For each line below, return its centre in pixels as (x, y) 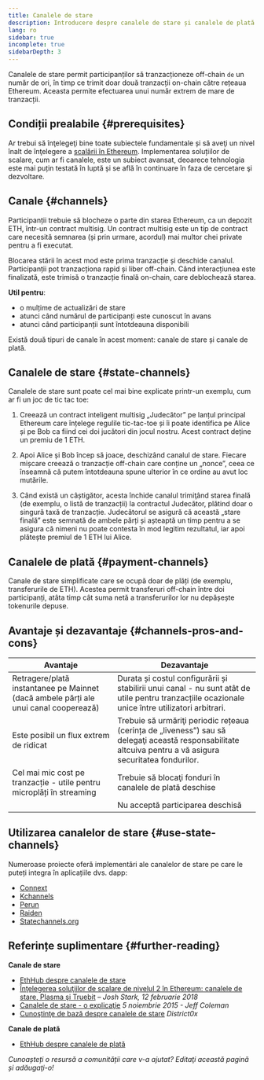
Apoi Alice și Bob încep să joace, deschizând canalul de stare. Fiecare (133, 455)
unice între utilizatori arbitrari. (172, 708)
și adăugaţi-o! (31, 1067)
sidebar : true (31, 37)
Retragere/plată (41, 678)
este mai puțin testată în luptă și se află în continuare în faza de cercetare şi (130, 168)
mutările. (34, 480)
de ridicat (29, 745)
